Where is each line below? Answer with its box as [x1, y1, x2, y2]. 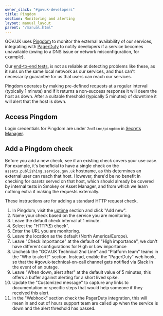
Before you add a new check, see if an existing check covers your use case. [5, 157, 158, 163]
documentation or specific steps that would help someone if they [12, 284, 143, 290]
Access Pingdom [5, 113, 57, 121]
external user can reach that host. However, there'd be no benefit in [5, 173, 141, 179]
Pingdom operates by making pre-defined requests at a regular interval [5, 83, 147, 89]
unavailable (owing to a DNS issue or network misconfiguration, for [5, 49, 140, 55]
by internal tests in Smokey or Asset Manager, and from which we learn [5, 183, 148, 189]
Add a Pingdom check [5, 145, 73, 153]
